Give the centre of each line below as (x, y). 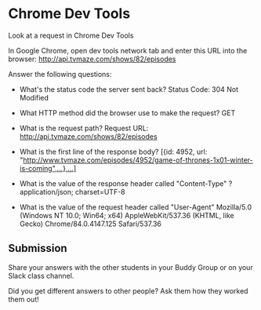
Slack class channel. (41, 275)
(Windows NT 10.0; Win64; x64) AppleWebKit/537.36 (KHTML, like (127, 215)
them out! (24, 299)
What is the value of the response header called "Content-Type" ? (126, 183)
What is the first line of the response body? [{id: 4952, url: (113, 151)
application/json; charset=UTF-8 (72, 191)
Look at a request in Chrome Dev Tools (71, 35)
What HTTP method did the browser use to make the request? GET (127, 113)
